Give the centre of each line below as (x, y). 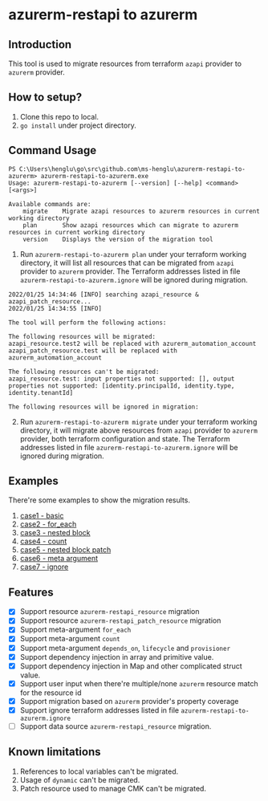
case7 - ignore (44, 567)
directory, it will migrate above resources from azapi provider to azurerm (139, 430)
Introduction (40, 45)
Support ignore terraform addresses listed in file (99, 710)
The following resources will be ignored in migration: (104, 407)
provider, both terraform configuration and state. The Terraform (125, 438)
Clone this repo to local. (59, 116)
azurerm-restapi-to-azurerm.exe (95, 176)
